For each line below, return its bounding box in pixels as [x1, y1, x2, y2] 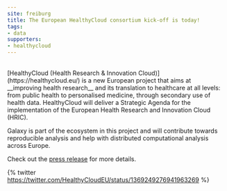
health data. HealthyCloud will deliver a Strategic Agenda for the [7, 99, 191, 106]
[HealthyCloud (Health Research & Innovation [7, 69, 137, 77]
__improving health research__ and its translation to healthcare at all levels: [7, 84, 221, 92]
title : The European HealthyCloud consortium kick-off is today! [7, 17, 200, 24]
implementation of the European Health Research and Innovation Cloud [7, 106, 210, 114]
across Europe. [7, 142, 51, 149]
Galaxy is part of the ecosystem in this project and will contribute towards [7, 126, 218, 135]
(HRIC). [7, 113, 28, 122]
